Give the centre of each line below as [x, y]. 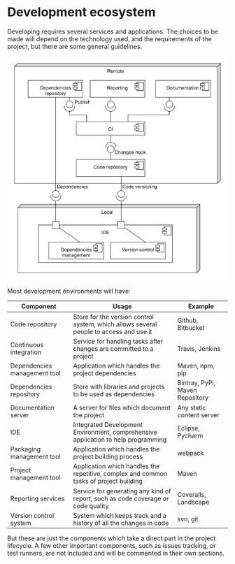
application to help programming [120, 439]
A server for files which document [122, 407]
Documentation [32, 407]
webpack [191, 453]
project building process [108, 457]
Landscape [193, 502]
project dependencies [105, 373]
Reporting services [37, 498]
